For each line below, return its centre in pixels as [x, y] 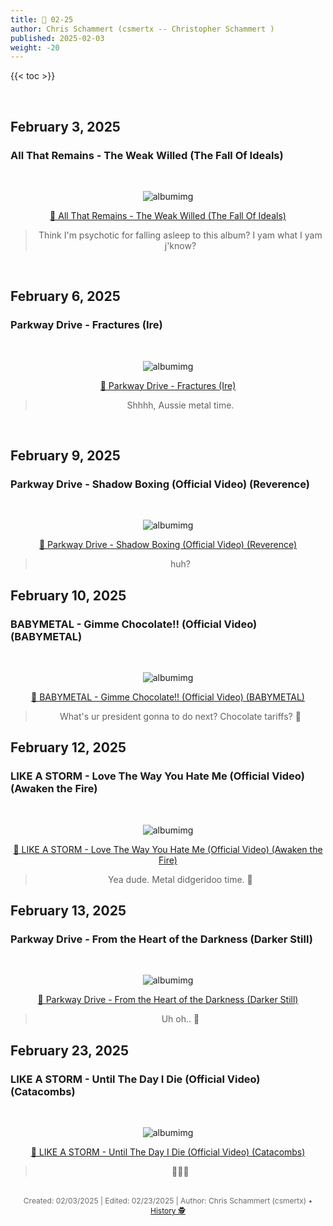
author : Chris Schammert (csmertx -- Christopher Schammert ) [142, 29]
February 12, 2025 [68, 747]
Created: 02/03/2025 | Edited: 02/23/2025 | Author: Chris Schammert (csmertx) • [168, 1201]
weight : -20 [35, 47]
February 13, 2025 [68, 911]
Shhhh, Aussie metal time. [180, 405]
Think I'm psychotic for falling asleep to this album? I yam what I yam [180, 235]
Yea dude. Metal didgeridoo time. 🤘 [180, 879]
